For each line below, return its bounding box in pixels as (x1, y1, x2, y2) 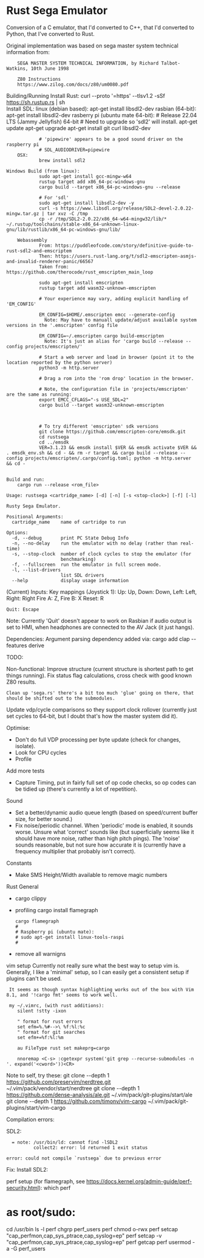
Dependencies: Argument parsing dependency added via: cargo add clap (6, 635, 190, 642)
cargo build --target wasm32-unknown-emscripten (38, 402, 165, 408)
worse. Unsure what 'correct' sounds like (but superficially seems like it (15, 828, 194, 836)
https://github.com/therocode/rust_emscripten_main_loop (6, 269, 154, 275)
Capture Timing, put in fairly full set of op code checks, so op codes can (15, 779, 196, 786)
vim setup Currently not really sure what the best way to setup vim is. (6, 961, 180, 969)
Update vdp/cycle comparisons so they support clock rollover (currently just (6, 706, 197, 713)
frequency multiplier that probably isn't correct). (15, 847, 136, 854)
